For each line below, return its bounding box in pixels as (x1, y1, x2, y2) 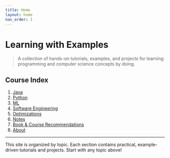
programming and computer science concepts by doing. (17, 61, 136, 67)
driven (5, 147, 19, 153)
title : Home (5, 7, 30, 13)
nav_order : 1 (5, 17, 33, 22)
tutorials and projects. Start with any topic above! (19, 147, 122, 153)
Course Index (5, 76, 49, 84)
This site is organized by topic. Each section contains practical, (5, 142, 137, 148)
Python (12, 94, 28, 101)
